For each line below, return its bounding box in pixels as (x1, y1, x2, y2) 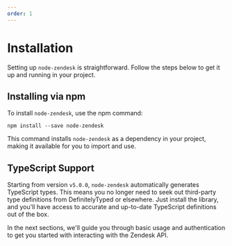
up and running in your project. (7, 70, 96, 79)
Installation (7, 40, 74, 56)
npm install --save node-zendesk (7, 122, 104, 129)
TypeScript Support (7, 162, 95, 174)
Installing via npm (7, 90, 86, 102)
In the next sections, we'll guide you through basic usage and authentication (7, 224, 226, 232)
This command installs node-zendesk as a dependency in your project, (7, 135, 206, 143)
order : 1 (7, 10, 33, 17)
